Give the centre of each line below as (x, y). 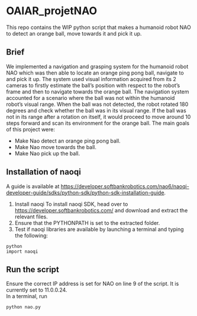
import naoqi (22, 251)
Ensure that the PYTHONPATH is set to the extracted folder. (87, 223)
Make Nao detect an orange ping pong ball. (67, 141)
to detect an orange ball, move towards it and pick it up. (74, 33)
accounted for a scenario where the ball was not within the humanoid (91, 98)
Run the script (33, 270)
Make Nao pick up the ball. (47, 153)
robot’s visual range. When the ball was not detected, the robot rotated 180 (97, 104)
